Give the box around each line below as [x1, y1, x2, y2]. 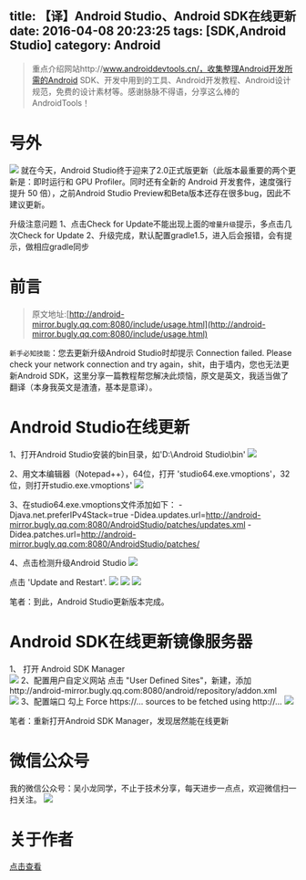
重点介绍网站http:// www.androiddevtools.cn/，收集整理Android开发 [31, 63, 285, 74]
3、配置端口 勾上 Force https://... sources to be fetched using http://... [20, 696, 282, 707]
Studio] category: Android [9, 37, 161, 53]
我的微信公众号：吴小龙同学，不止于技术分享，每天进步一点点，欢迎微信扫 [9, 782, 289, 793]
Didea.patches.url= [9, 529, 82, 540]
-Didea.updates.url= [130, 509, 207, 520]
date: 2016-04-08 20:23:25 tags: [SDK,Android [9, 24, 287, 39]
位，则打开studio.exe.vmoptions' [9, 479, 133, 490]
